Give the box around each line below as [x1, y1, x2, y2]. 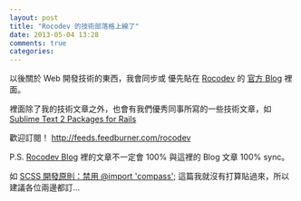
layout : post [9, 13, 59, 23]
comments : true [9, 38, 67, 48]
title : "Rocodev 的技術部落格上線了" [9, 22, 140, 31]
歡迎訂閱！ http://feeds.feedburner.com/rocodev [9, 132, 191, 143]
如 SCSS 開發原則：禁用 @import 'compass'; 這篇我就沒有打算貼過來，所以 [9, 171, 290, 182]
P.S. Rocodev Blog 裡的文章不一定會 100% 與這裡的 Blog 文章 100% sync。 [9, 151, 290, 163]
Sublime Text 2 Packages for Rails [9, 114, 137, 125]
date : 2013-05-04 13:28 [9, 30, 100, 39]
